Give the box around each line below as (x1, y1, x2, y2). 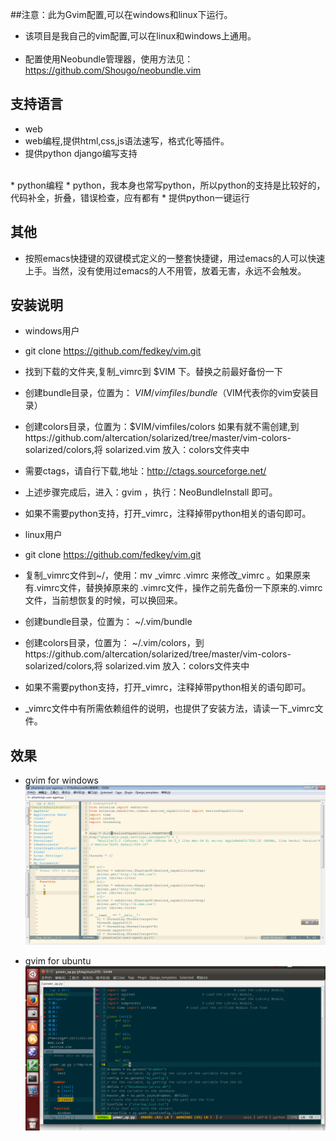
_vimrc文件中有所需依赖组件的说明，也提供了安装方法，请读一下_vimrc (24, 703, 315, 715)
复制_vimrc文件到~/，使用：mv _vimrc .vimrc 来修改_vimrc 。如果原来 (24, 569, 312, 582)
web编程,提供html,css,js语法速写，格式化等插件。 (24, 134, 230, 147)
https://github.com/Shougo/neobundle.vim (24, 64, 202, 76)
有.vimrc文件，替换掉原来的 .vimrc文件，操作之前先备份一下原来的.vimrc (24, 582, 323, 594)
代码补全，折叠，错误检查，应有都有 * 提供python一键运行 (10, 191, 250, 203)
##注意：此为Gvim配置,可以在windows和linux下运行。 (10, 9, 233, 20)
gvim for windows (24, 774, 99, 787)
